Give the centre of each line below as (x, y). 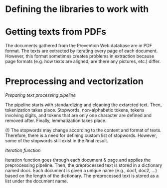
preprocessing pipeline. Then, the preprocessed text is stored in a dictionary (84, 165)
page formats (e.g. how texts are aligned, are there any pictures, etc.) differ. (83, 62)
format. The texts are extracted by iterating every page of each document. (82, 51)
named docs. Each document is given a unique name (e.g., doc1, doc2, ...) (81, 171)
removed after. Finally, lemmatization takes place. (56, 121)
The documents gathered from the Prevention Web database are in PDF (79, 46)
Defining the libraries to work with (77, 9)
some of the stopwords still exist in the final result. (57, 141)
